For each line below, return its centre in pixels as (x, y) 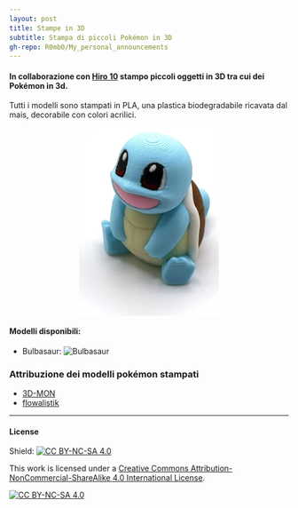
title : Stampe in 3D (47, 28)
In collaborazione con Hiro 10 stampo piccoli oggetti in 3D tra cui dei (137, 76)
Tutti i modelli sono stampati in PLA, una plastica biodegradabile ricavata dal (149, 106)
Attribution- (212, 468)
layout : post (33, 19)
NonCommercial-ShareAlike (60, 478)
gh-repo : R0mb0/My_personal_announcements (89, 47)
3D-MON (39, 393)
